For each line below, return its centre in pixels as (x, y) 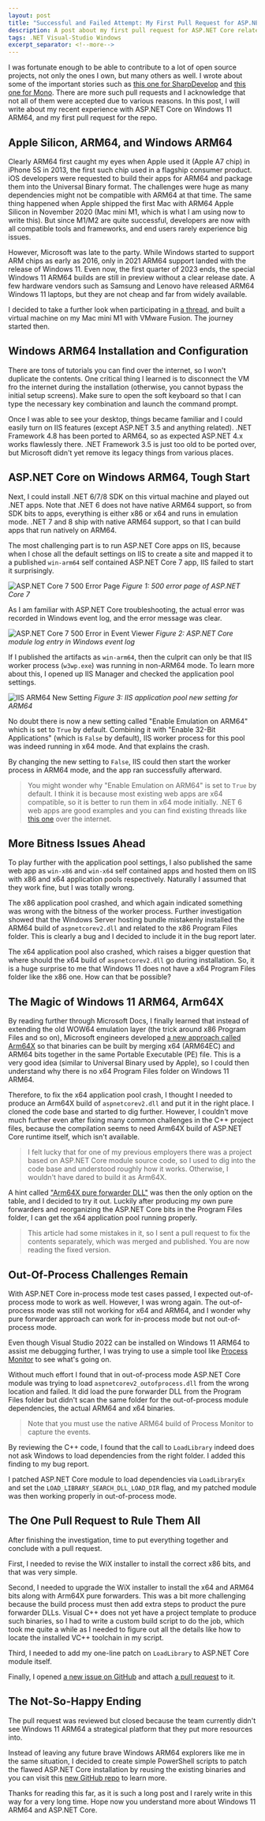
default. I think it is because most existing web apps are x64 (125, 794)
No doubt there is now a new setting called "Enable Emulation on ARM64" (128, 721)
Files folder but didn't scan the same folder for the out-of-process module (128, 1400)
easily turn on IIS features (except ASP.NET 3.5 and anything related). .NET (130, 427)
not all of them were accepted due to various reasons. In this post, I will (124, 101)
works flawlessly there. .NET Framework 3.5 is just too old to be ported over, (132, 444)
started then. (29, 326)
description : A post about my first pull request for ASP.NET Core (121, 30)
